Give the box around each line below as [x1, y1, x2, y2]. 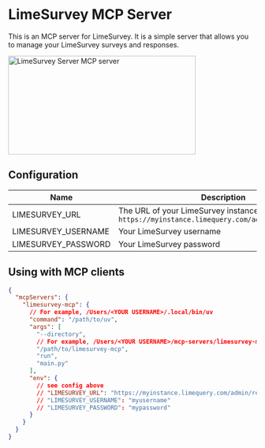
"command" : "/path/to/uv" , [28, 315, 118, 324]
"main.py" [36, 360, 69, 368]
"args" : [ [28, 323, 62, 330]
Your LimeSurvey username [118, 226, 221, 237]
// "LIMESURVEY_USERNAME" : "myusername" [36, 396, 171, 404]
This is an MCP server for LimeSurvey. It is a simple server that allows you [8, 32, 249, 41]
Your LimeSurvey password [118, 238, 221, 249]
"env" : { [28, 375, 58, 383]
